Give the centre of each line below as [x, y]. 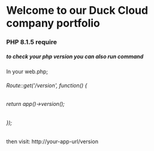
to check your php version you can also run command [75, 56]
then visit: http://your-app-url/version [52, 141]
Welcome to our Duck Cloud [77, 11]
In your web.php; [27, 72]
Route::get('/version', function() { [47, 85]
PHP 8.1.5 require [31, 42]
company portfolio [53, 23]
